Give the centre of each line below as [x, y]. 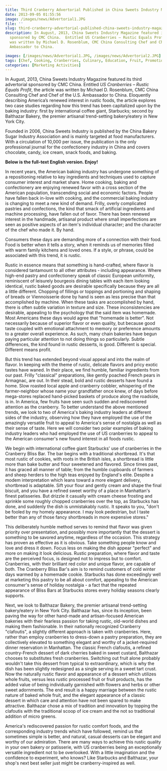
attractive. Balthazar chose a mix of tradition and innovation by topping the [82, 706]
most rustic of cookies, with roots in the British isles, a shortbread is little [80, 459]
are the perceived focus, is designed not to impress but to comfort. [74, 559]
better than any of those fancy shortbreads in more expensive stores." [77, 517]
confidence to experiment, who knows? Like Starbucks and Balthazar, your [82, 758]
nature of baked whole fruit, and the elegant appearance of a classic [75, 695]
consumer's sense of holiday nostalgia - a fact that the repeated [71, 585]
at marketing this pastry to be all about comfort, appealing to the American [82, 580]
